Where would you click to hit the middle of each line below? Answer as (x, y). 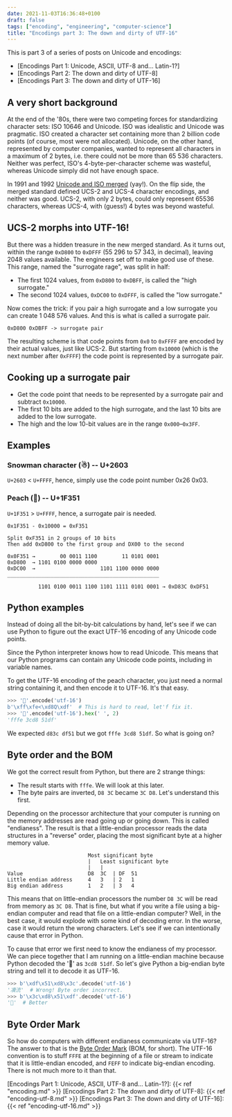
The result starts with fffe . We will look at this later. (91, 785)
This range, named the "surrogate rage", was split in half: (89, 267)
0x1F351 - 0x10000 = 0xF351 (48, 526)
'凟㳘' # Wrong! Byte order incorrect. (65, 990)
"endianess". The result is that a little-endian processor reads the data (107, 828)
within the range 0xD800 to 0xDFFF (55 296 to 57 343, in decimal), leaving (110, 252)
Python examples (46, 608)
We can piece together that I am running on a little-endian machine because (116, 956)
